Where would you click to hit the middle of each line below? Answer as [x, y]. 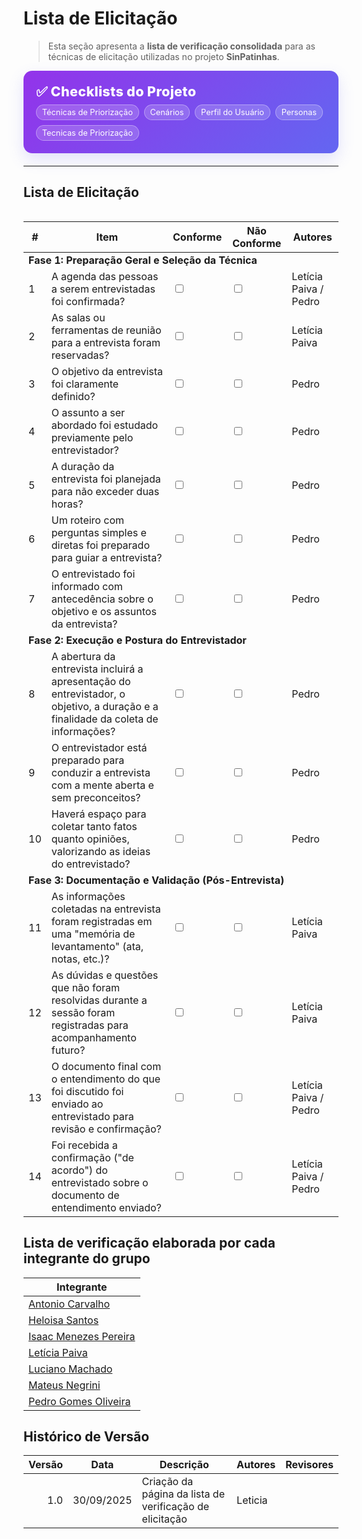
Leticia [252, 1500]
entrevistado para [93, 1116]
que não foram [86, 987]
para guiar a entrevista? [107, 557]
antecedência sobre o [102, 599]
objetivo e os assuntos [104, 611]
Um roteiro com [88, 520]
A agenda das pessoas [105, 276]
